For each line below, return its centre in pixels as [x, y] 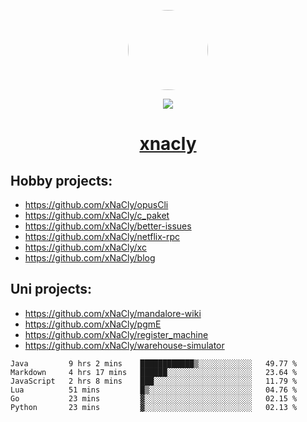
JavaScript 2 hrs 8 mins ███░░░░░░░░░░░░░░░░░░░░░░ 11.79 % [154, 381]
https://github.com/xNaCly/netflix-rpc [102, 236]
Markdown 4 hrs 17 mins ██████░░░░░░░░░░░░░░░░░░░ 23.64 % [154, 372]
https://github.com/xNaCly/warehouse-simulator [124, 345]
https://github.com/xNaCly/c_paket [97, 215]
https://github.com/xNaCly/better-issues [108, 226]
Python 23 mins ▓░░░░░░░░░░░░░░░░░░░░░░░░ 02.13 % [154, 407]
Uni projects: [51, 289]
